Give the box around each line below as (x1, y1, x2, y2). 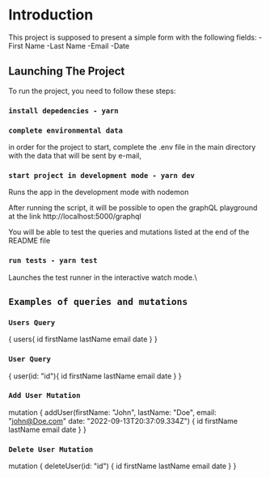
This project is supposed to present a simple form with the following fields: (8, 32, 257, 42)
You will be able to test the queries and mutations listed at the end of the (8, 227, 250, 237)
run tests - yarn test (8, 256, 98, 265)
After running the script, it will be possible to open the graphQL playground (8, 203, 258, 213)
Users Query (8, 318, 56, 327)
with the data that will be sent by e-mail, (8, 150, 141, 160)
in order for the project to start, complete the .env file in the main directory (8, 142, 256, 151)
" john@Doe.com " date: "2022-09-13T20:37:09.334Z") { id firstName (8, 416, 238, 425)
